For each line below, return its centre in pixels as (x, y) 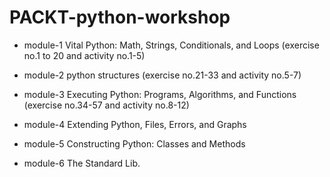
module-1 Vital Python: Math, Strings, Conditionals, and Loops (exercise (171, 45)
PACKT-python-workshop (120, 17)
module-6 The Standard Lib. (82, 163)
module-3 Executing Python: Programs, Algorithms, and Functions (160, 94)
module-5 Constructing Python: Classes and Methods (134, 143)
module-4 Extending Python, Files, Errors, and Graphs (135, 124)
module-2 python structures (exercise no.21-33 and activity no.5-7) (162, 75)
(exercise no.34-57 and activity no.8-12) (106, 105)
